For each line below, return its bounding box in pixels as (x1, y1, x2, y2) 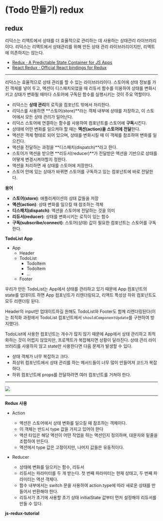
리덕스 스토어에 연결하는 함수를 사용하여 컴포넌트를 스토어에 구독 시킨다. (12, 120, 147, 126)
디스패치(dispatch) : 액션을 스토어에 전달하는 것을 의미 (12, 208, 115, 213)
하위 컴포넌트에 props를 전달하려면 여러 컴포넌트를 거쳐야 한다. (12, 372, 131, 377)
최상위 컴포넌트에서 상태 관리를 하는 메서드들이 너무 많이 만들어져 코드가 (12, 359, 148, 365)
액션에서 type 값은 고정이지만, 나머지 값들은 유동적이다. (19, 445, 125, 450)
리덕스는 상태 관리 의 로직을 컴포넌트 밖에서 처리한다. (12, 102, 111, 108)
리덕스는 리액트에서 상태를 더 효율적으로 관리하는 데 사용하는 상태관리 (5, 37, 136, 43)
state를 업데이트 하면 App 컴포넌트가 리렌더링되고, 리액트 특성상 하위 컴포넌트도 (5, 292, 157, 298)
